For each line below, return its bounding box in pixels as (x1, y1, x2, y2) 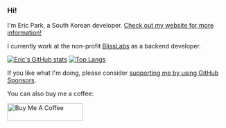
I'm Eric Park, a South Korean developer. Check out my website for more (7, 21, 214, 30)
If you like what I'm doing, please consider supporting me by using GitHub (7, 68, 219, 77)
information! (7, 28, 42, 37)
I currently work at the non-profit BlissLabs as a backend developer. (7, 42, 201, 51)
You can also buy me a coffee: (7, 89, 94, 98)
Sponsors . (7, 76, 37, 84)
